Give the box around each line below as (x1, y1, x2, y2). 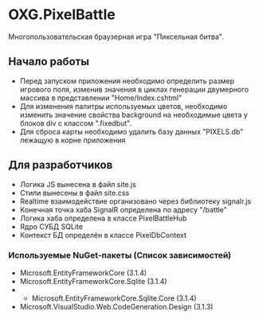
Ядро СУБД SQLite (19, 221, 84, 231)
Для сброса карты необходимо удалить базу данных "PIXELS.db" (19, 126, 244, 136)
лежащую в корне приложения (19, 135, 126, 145)
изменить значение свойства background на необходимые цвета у (19, 110, 249, 119)
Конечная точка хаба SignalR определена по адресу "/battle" (19, 204, 227, 214)
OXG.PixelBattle (8, 6, 116, 24)
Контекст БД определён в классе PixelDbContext (19, 230, 187, 239)
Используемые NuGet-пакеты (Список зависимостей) (8, 250, 232, 261)
